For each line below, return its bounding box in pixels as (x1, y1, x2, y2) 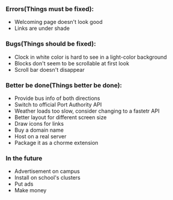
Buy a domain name (14, 126, 64, 134)
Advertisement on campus (14, 168, 80, 175)
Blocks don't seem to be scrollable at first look (14, 59, 130, 67)
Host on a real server (14, 132, 67, 140)
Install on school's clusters (14, 174, 80, 181)
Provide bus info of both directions (14, 95, 100, 102)
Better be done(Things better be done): (5, 81, 123, 89)
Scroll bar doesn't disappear (14, 66, 85, 73)
